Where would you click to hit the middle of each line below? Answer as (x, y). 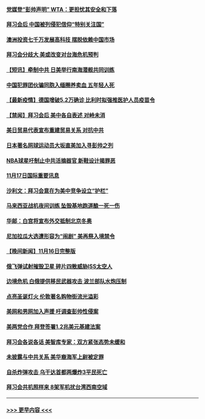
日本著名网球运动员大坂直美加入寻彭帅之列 (60, 145)
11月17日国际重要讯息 (33, 176)
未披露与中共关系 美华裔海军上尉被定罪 (55, 357)
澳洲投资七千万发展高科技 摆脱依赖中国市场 (60, 39)
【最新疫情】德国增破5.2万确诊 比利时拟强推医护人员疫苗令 (81, 100)
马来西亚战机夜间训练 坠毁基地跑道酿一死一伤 (63, 206)
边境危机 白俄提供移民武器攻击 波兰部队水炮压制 (67, 282)
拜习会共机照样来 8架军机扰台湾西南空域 (57, 387)
